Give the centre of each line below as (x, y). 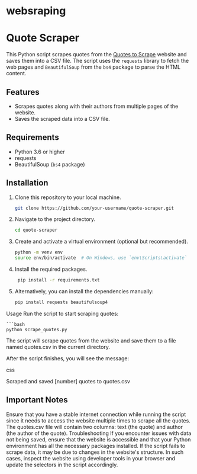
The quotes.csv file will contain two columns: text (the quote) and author (95, 427)
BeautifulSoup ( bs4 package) (50, 164)
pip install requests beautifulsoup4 (61, 302)
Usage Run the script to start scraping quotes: (62, 313)
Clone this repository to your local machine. (68, 197)
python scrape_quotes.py (37, 329)
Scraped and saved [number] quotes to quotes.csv (68, 381)
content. (16, 73)
